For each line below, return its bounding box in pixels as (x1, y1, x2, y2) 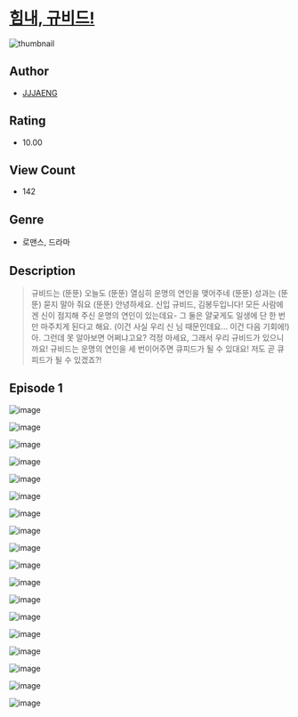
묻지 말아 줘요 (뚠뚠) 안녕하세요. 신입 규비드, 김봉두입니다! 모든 (43, 299, 261, 310)
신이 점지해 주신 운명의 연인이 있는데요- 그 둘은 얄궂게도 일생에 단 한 (40, 310, 277, 320)
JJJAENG (21, 87, 58, 98)
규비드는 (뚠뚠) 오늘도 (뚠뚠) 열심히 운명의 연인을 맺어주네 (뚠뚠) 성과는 (30, 288, 277, 298)
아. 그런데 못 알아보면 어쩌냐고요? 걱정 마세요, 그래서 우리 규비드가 (30, 333, 261, 342)
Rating (9, 113, 46, 129)
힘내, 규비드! (9, 8, 95, 28)
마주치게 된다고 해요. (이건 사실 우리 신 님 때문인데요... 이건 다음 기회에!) (40, 321, 290, 332)
